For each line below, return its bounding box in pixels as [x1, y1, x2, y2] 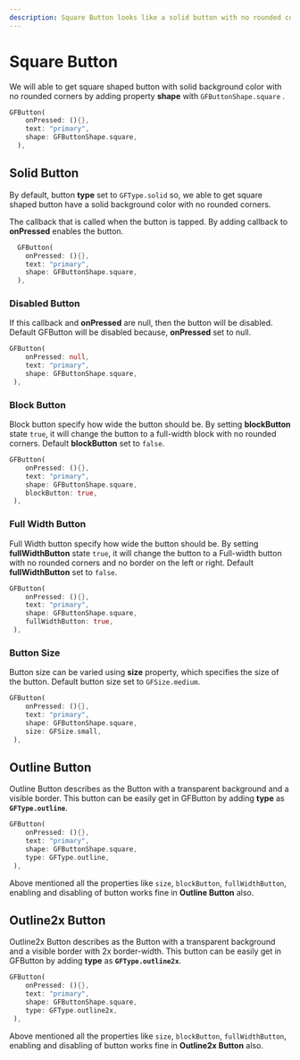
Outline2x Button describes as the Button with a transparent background [9, 937, 276, 947]
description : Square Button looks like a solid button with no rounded [9, 13, 281, 22]
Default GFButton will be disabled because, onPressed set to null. [9, 327, 252, 338]
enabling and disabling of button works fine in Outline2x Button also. [9, 1039, 263, 1050]
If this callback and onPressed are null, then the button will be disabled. [9, 318, 274, 329]
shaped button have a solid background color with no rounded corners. [9, 198, 271, 210]
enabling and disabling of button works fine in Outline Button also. [9, 887, 254, 897]
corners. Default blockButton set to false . [9, 438, 165, 449]
